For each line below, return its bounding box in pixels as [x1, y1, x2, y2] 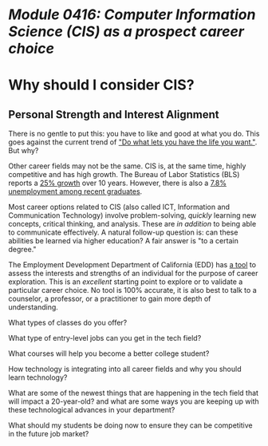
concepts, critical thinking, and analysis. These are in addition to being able [8, 219, 257, 229]
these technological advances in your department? [8, 405, 175, 415]
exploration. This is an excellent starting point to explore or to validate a [8, 277, 243, 286]
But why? [8, 146, 39, 156]
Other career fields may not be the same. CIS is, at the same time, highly [8, 161, 246, 171]
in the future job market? [8, 429, 89, 439]
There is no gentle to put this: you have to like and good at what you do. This [8, 129, 260, 139]
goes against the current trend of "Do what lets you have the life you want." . [8, 137, 258, 147]
